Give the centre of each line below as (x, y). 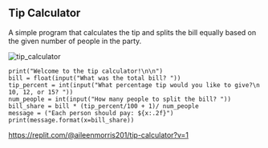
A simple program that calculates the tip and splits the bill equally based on (132, 32)
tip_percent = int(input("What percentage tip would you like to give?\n (134, 85)
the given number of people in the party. (75, 41)
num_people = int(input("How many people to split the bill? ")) (120, 99)
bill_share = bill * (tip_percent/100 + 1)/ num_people (104, 106)
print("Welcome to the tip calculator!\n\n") (85, 71)
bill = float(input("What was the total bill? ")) (95, 78)
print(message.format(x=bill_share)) (71, 120)
